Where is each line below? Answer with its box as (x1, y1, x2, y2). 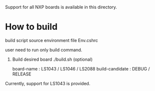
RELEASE (12, 71, 31, 77)
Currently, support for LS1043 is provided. (5, 80, 91, 86)
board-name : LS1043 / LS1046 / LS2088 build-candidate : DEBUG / (12, 66, 150, 71)
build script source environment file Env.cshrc (5, 37, 98, 43)
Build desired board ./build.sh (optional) (12, 56, 93, 62)
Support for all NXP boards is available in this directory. (5, 4, 117, 10)
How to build (5, 22, 58, 32)
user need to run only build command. (5, 46, 83, 53)
